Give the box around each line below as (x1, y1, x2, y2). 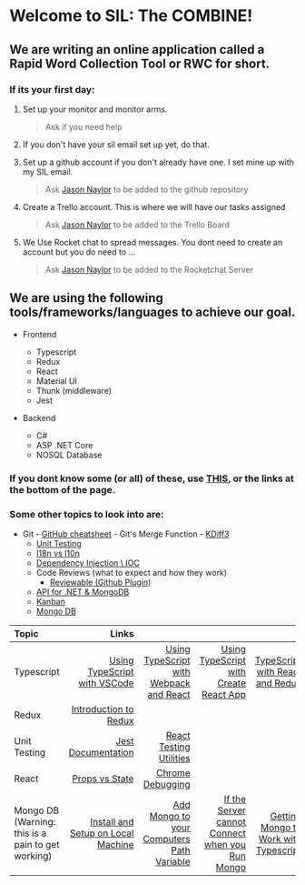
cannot (216, 815, 247, 828)
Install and (90, 815, 134, 828)
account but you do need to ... (22, 246, 136, 257)
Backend (22, 412, 56, 423)
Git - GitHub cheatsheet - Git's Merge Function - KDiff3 (22, 528, 230, 539)
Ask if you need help (44, 121, 123, 132)
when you (203, 838, 247, 850)
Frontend (22, 328, 57, 339)
